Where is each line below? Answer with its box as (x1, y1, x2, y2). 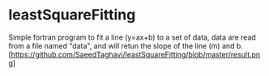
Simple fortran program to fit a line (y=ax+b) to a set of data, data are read (8, 32, 257, 42)
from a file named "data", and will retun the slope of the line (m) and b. (8, 40, 243, 50)
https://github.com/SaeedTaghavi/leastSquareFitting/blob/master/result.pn (11, 49, 261, 59)
